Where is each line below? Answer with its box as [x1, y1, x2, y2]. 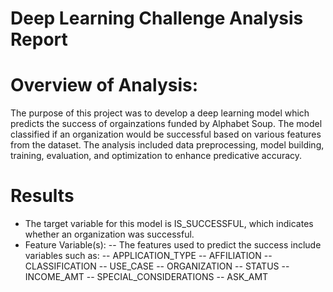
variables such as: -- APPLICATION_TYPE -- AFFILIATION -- [24, 250, 273, 262]
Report [10, 28, 68, 51]
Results [10, 185, 75, 207]
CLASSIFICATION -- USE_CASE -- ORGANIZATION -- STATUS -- [24, 260, 290, 272]
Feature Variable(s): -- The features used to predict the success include [24, 239, 322, 251]
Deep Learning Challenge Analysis [10, 7, 304, 30]
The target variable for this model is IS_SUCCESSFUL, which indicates [24, 218, 314, 230]
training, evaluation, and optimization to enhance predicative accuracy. [10, 150, 303, 162]
